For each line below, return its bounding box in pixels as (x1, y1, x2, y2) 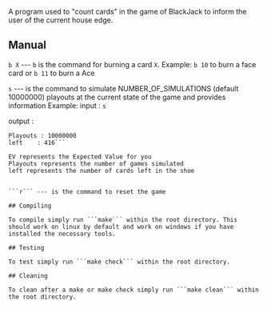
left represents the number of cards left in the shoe (8, 167, 195, 175)
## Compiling (8, 202, 52, 210)
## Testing (8, 243, 45, 251)
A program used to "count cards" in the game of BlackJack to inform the (8, 7, 247, 16)
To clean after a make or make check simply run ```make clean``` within (8, 286, 260, 294)
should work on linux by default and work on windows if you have (8, 223, 234, 231)
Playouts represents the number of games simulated (8, 159, 184, 167)
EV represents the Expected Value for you (8, 152, 152, 161)
